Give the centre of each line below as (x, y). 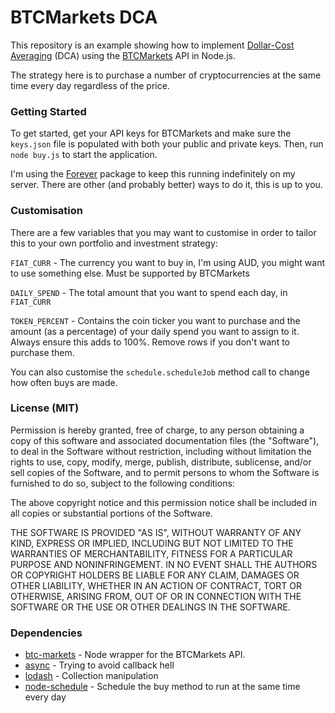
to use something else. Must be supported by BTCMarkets (130, 273)
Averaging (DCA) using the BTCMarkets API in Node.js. (123, 55)
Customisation (46, 211)
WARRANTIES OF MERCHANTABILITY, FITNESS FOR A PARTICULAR (151, 553)
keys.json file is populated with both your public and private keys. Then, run (167, 144)
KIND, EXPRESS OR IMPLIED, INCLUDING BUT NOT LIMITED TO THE (152, 543)
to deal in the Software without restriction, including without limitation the (161, 451)
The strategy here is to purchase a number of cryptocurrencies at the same (166, 75)
